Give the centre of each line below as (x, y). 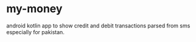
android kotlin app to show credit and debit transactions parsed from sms (98, 26)
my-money (34, 9)
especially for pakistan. (36, 32)
